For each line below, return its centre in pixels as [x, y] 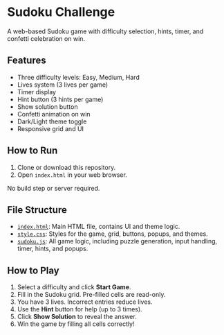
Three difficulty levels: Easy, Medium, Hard [78, 77]
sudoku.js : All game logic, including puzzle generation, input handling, [117, 241]
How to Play [34, 270]
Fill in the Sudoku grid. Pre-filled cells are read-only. [91, 295]
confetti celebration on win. [46, 38]
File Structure [37, 210]
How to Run [32, 151]
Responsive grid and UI [50, 128]
